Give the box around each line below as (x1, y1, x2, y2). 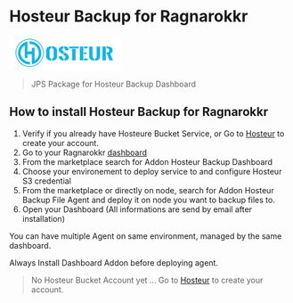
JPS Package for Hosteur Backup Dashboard (30, 78, 197, 89)
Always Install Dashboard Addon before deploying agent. (9, 257, 218, 268)
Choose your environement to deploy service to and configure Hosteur (21, 166, 282, 176)
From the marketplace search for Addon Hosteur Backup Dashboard (21, 156, 273, 167)
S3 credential (21, 176, 71, 186)
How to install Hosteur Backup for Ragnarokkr (9, 104, 269, 119)
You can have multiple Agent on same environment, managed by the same (9, 230, 282, 242)
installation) (21, 213, 65, 224)
